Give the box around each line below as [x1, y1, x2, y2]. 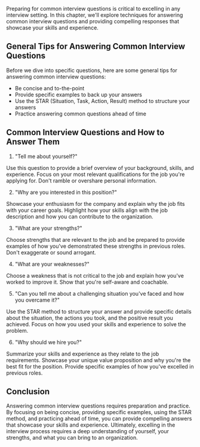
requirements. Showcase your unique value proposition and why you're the [6, 356, 191, 364]
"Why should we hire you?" [14, 338, 82, 346]
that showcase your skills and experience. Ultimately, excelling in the [6, 421, 176, 428]
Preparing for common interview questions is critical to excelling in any [6, 5, 181, 12]
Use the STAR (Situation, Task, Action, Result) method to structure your [14, 97, 190, 104]
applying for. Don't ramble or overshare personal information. [6, 177, 157, 184]
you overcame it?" [14, 296, 60, 303]
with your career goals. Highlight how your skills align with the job [6, 206, 168, 214]
